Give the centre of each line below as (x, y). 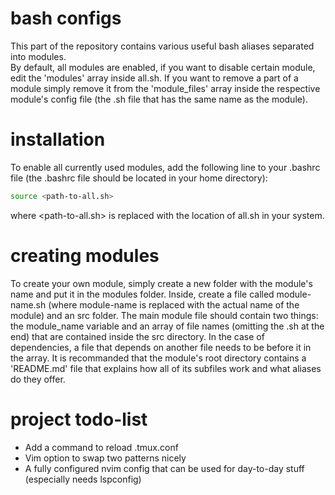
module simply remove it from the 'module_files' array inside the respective (165, 88)
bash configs (66, 18)
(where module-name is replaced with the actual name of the (174, 304)
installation (58, 139)
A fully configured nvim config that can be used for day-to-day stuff (164, 468)
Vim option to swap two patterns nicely (105, 458)
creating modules (85, 255)
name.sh (28, 304)
